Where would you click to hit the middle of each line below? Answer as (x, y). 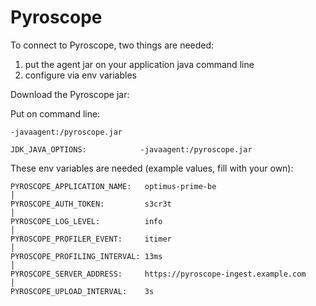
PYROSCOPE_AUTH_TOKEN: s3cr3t (91, 204)
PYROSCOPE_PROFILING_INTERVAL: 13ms (86, 256)
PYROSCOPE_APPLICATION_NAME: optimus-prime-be (113, 186)
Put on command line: (55, 113)
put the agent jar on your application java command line (139, 64)
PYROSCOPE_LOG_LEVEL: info (86, 221)
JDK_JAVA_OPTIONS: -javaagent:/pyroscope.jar (131, 149)
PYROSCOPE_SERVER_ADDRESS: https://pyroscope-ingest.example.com (158, 274)
